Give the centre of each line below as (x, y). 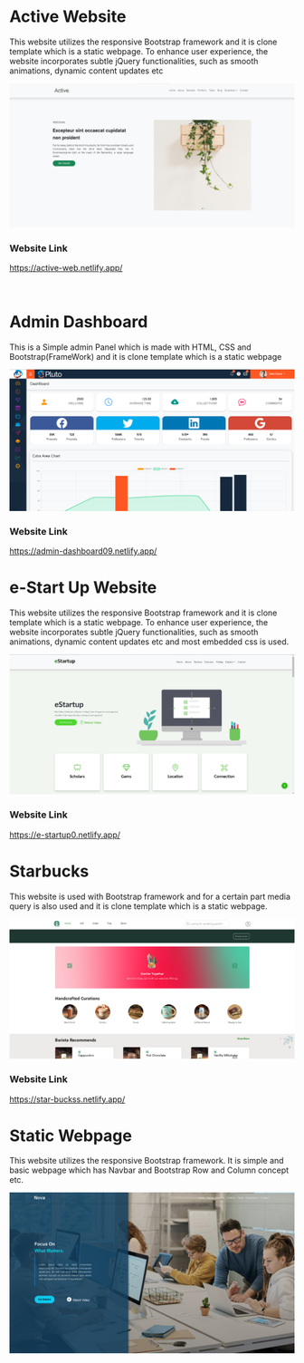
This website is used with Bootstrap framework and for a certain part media (150, 896)
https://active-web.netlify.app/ (66, 268)
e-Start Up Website (83, 588)
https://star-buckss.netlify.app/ (67, 1099)
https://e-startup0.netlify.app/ (65, 835)
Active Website (68, 17)
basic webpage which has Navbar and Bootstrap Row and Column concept (149, 1170)
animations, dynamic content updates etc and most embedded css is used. (149, 642)
